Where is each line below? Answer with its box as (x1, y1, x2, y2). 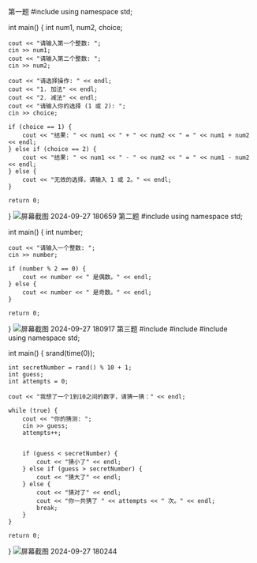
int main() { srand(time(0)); (8, 349, 95, 357)
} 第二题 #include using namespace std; (8, 212, 243, 221)
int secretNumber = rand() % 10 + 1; (8, 364, 132, 372)
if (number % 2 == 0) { (8, 265, 87, 273)
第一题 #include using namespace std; (8, 7, 132, 16)
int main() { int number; (8, 228, 84, 236)
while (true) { (8, 406, 58, 414)
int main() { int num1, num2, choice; (8, 23, 123, 32)
